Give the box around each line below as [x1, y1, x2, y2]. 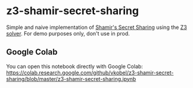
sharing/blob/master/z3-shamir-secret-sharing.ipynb [6, 75, 136, 82]
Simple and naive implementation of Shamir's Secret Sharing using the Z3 [6, 24, 188, 31]
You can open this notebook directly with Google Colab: [6, 63, 143, 70]
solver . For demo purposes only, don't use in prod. [6, 30, 130, 37]
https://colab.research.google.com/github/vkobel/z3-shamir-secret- [6, 69, 174, 76]
